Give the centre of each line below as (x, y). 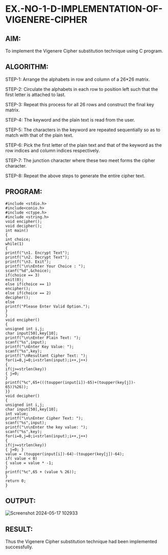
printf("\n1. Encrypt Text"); (38, 253)
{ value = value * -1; (29, 463)
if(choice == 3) (22, 275)
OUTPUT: (20, 501)
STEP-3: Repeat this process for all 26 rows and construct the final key (80, 104)
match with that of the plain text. (39, 135)
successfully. (19, 547)
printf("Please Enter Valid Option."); (48, 306)
